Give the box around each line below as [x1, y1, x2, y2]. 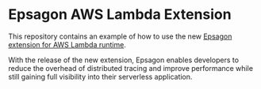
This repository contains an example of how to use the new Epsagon [8, 32, 232, 41]
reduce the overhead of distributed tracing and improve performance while [8, 63, 254, 72]
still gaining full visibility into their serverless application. [8, 72, 193, 81]
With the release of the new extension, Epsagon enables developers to [8, 55, 240, 65]
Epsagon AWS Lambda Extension [8, 6, 232, 24]
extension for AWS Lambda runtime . [8, 39, 127, 49]
